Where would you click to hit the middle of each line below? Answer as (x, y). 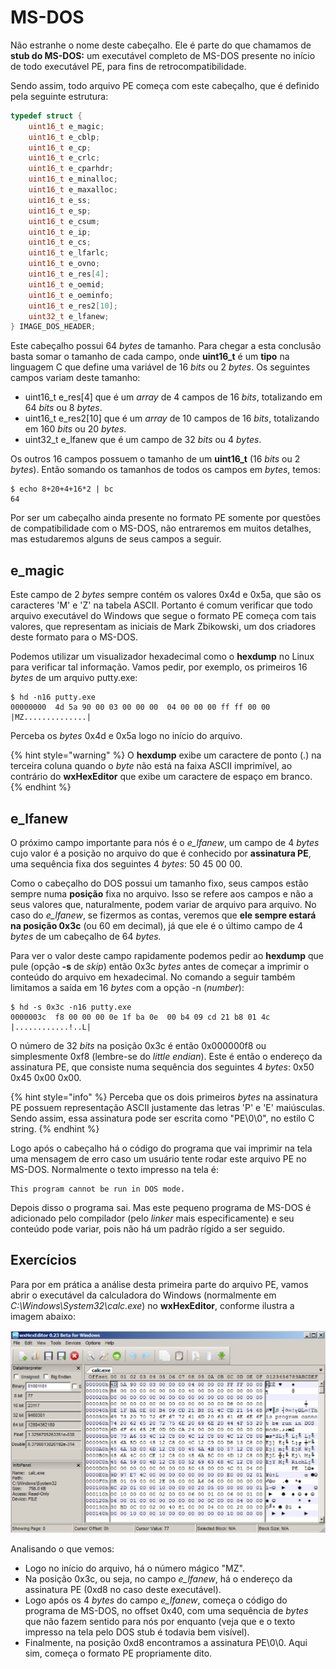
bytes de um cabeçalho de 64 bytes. (86, 936)
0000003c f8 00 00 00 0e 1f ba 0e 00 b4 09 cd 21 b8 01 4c (140, 1017)
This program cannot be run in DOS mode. (98, 1189)
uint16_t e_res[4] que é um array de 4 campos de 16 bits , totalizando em (173, 397)
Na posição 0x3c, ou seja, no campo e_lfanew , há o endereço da (158, 1579)
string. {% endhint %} (55, 1128)
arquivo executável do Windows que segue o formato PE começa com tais (163, 616)
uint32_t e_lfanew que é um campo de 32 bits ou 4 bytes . (143, 440)
